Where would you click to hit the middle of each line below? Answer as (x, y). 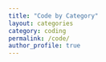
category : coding (37, 31)
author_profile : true (45, 46)
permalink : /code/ (39, 38)
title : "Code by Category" (53, 16)
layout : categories (41, 23)
